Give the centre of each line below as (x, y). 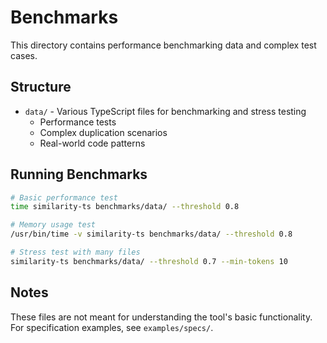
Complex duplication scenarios (103, 132)
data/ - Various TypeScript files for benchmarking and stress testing (165, 111)
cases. (24, 55)
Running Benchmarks (79, 174)
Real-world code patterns (92, 143)
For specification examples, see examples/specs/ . (112, 327)
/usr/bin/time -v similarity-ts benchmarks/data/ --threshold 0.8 (151, 234)
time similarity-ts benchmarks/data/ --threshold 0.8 (125, 207)
